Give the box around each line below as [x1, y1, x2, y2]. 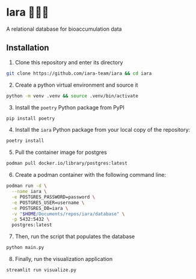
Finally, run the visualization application [14, 256, 113, 262]
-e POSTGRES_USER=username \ [11, 200, 85, 206]
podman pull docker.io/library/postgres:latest [6, 161, 128, 167]
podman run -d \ [6, 183, 47, 189]
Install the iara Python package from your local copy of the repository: [14, 126, 191, 133]
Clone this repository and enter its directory [14, 58, 123, 66]
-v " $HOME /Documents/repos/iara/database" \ [11, 210, 125, 217]
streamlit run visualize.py [6, 267, 77, 273]
